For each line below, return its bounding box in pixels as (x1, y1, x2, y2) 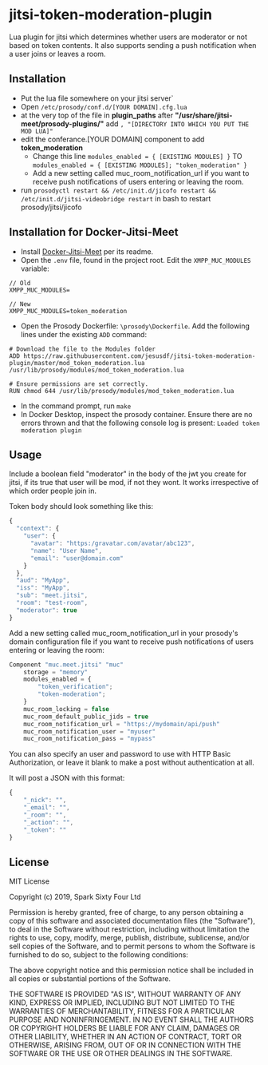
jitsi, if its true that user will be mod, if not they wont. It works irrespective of (9, 478, 259, 487)
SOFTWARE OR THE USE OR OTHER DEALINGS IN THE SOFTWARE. (9, 1049, 233, 1059)
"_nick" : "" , (23, 797, 67, 805)
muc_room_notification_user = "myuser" (23, 727, 156, 736)
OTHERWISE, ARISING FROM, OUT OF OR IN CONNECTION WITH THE (9, 1040, 242, 1050)
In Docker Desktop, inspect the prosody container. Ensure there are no (20, 409, 253, 419)
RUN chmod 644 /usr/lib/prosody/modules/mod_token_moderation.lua (9, 387, 235, 395)
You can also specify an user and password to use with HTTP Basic (9, 749, 231, 759)
